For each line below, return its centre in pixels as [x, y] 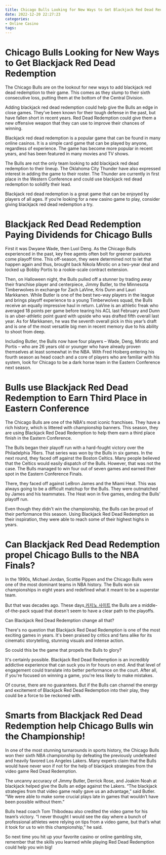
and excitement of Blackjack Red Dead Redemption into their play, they [77, 690]
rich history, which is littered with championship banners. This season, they [82, 427]
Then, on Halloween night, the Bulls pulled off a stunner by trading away [79, 279]
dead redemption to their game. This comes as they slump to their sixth [78, 92]
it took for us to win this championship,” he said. [54, 827]
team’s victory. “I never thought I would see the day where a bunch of [76, 816]
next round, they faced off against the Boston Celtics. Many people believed [83, 458]
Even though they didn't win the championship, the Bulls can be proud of [79, 509]
